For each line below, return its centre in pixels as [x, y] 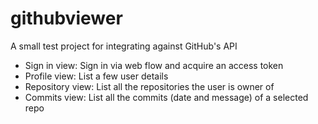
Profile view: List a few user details [96, 76]
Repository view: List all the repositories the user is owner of [149, 86]
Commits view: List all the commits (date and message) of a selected [166, 97]
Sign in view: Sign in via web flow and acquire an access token [154, 65]
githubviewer [66, 18]
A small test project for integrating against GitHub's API [124, 46]
